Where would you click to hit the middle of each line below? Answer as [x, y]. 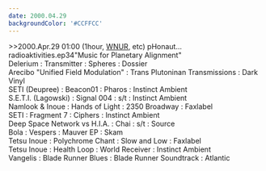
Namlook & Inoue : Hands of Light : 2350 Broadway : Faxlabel [110, 106]
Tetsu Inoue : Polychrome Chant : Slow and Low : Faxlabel [105, 140]
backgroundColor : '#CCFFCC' [56, 23]
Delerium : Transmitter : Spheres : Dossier [78, 63]
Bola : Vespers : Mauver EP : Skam [66, 132]
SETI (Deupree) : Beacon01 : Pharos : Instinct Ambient [98, 89]
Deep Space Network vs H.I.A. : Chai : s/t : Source [92, 123]
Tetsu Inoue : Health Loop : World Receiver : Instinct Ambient [110, 149]
